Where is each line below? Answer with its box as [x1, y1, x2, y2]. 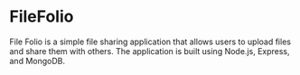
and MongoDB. [9, 55, 66, 66]
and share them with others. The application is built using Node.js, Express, [9, 45, 291, 56]
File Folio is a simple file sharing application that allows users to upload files [9, 36, 292, 47]
